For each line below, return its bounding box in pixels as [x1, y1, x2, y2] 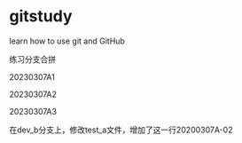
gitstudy [9, 6, 73, 27]
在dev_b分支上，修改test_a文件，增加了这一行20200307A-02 [9, 124, 233, 135]
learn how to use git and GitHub [9, 36, 126, 46]
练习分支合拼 [9, 53, 56, 64]
